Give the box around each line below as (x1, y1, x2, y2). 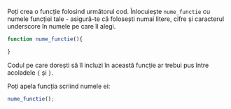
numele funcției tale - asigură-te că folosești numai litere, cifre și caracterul (7, 15, 225, 23)
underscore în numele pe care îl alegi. (7, 22, 116, 30)
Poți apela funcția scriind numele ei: (7, 82, 111, 90)
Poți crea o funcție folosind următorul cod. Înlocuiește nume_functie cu (7, 8, 211, 15)
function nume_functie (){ (7, 36, 83, 43)
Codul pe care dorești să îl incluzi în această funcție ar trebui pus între (7, 61, 209, 69)
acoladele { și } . (7, 68, 54, 77)
